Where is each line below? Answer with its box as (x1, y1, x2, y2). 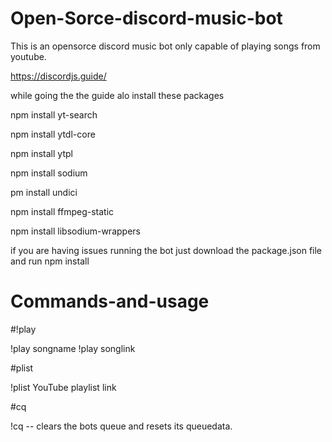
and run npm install (10, 255, 90, 267)
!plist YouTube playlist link (10, 381, 117, 393)
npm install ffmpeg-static (10, 205, 115, 217)
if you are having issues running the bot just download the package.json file (10, 244, 323, 256)
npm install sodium (10, 167, 88, 179)
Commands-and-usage (10, 290, 210, 313)
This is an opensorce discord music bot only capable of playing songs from (10, 40, 321, 52)
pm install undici (10, 186, 78, 198)
